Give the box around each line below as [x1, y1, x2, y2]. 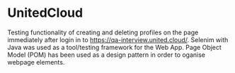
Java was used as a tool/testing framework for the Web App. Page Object [7, 43, 222, 51]
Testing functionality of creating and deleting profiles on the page [7, 28, 199, 36]
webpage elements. [7, 58, 65, 66]
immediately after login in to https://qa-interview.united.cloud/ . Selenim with [7, 35, 229, 44]
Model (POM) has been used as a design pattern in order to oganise [7, 51, 206, 59]
